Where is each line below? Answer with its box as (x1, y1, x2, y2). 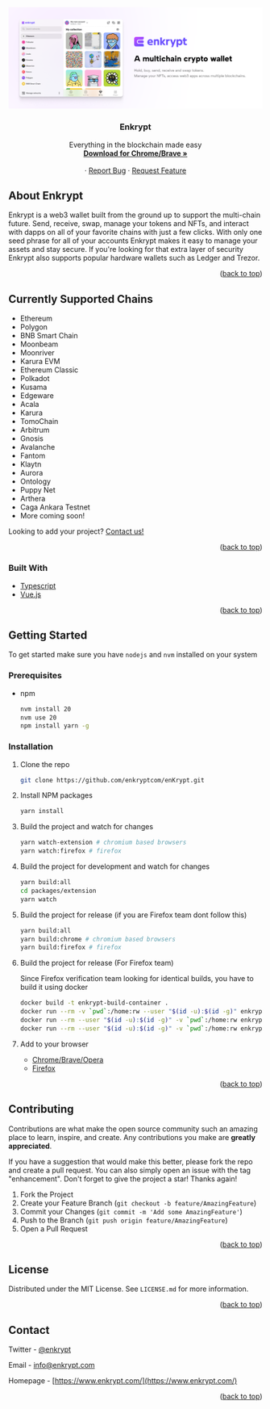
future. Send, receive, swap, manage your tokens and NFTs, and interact (8, 219, 250, 229)
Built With (8, 563, 48, 574)
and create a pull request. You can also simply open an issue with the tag (8, 1165, 251, 1175)
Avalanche (19, 442, 56, 452)
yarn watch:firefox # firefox (19, 847, 123, 855)
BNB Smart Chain (19, 331, 78, 341)
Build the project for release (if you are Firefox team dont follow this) (19, 910, 247, 920)
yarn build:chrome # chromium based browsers (19, 935, 176, 943)
